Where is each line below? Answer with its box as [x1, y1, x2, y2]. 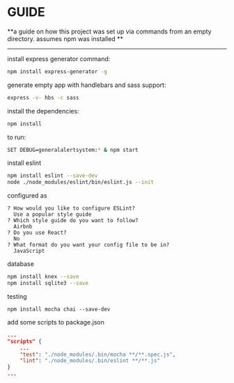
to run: [7, 133, 26, 141]
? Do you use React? [7, 229, 68, 237]
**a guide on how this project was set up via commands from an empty [7, 27, 212, 36]
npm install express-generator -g [7, 68, 108, 75]
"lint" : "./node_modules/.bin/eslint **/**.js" [19, 357, 160, 364]
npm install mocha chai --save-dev [7, 306, 111, 313]
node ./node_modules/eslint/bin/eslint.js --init [7, 179, 155, 186]
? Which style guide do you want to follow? [7, 217, 139, 224]
